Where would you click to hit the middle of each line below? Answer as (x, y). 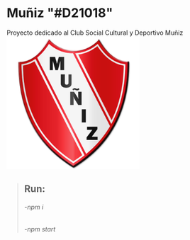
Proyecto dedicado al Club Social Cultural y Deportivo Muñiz (95, 33)
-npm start (40, 229)
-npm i (34, 207)
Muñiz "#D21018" (60, 13)
